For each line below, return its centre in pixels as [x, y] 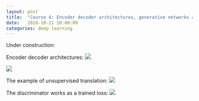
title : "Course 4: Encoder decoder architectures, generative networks [98, 17]
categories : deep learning [39, 28]
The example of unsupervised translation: [57, 81]
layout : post [22, 12]
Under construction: [31, 45]
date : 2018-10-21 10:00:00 [42, 23]
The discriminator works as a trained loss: [57, 93]
